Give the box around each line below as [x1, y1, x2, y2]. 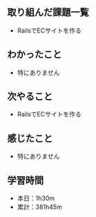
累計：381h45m [17, 203, 62, 211]
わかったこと [7, 49, 62, 60]
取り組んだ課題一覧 [7, 6, 89, 19]
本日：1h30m [17, 194, 55, 202]
